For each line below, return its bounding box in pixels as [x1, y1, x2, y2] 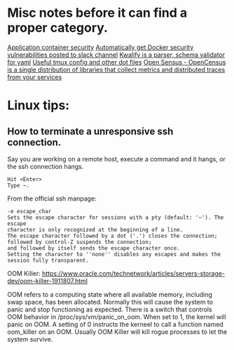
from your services [7, 72, 62, 81]
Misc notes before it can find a [7, 5, 188, 21]
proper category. [7, 20, 109, 36]
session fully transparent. [7, 257, 90, 264]
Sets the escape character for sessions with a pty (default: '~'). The [7, 214, 224, 221]
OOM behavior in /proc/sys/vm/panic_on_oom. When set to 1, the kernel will [7, 312, 226, 321]
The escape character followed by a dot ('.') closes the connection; [7, 232, 218, 239]
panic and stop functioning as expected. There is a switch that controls [7, 305, 212, 314]
